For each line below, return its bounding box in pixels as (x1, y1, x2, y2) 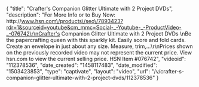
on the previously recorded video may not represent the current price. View (6, 49, 192, 56)
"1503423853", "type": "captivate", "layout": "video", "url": (6, 68, 151, 75)
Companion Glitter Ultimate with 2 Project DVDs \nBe (61, 30, 192, 37)
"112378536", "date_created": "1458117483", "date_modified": (6, 62, 158, 69)
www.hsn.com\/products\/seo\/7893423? (21, 18, 124, 24)
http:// (6, 18, 22, 24)
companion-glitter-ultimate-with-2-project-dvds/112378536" (6, 74, 155, 81)
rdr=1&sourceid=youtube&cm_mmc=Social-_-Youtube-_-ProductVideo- (6, 24, 182, 31)
